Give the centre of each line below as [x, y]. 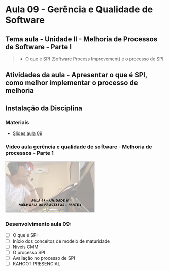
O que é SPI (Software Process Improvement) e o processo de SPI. [95, 59]
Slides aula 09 [27, 133]
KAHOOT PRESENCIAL [37, 264]
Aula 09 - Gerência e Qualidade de [79, 9]
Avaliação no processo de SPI [44, 258]
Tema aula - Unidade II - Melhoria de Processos [81, 39]
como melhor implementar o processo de [72, 83]
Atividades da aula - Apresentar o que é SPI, [76, 75]
